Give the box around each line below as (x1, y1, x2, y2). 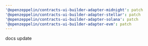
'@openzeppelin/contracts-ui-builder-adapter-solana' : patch (5, 17, 139, 22)
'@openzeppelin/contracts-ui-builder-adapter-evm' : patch (5, 21, 132, 27)
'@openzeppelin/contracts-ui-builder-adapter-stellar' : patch (5, 12, 141, 17)
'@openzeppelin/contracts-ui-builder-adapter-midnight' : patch (5, 7, 143, 13)
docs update (5, 35, 32, 41)
